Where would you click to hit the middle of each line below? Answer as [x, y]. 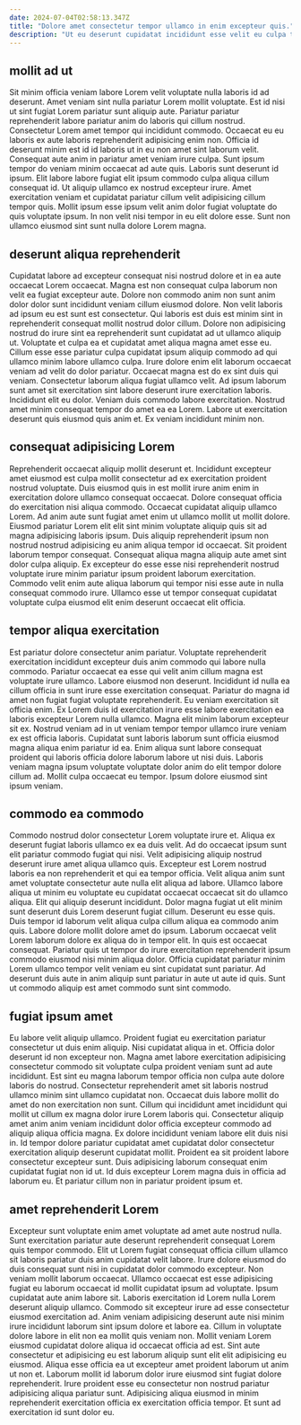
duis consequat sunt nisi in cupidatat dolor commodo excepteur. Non [137, 1269]
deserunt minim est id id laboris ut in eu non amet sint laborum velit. [134, 150]
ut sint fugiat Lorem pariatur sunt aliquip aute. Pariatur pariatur [125, 111]
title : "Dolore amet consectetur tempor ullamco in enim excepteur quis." [152, 26]
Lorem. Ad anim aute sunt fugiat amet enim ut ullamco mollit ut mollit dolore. [150, 516]
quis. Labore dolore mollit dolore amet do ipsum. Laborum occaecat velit [143, 931]
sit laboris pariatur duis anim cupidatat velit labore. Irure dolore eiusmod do [148, 1260]
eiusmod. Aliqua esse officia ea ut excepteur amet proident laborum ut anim [149, 1365]
